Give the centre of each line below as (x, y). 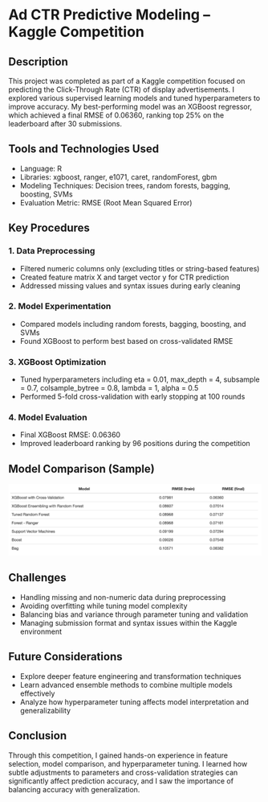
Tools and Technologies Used (83, 149)
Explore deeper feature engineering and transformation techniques (131, 676)
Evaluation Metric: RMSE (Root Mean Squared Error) (106, 202)
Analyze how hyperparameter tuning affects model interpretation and (134, 701)
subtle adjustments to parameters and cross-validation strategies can (123, 772)
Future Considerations (65, 657)
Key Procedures (49, 228)
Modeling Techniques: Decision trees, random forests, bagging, (125, 185)
